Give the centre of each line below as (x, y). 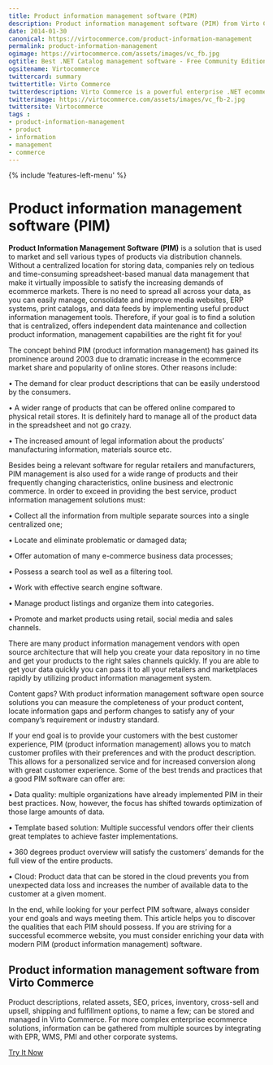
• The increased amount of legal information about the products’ (117, 441)
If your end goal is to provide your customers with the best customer (123, 736)
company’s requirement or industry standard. (84, 720)
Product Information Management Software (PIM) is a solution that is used (135, 248)
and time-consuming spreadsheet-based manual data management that (129, 274)
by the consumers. (40, 392)
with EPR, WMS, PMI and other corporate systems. (93, 1037)
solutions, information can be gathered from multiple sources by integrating (135, 1028)
